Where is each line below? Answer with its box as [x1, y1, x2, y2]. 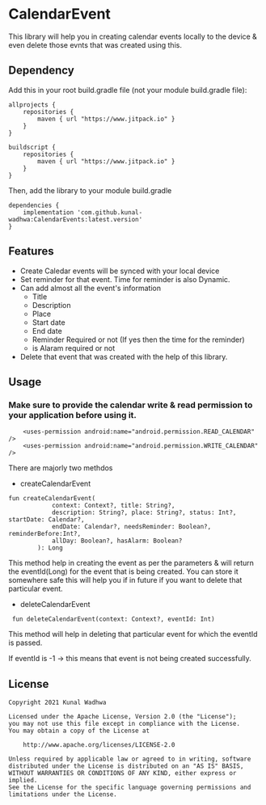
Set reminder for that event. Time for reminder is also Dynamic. [19, 274, 230, 284]
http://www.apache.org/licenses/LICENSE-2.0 [23, 741, 175, 749]
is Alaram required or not [32, 343, 116, 352]
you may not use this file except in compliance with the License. [8, 720, 241, 728]
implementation [23, 208, 74, 217]
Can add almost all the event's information [19, 283, 162, 293]
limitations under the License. [8, 790, 117, 799]
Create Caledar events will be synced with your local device [19, 266, 220, 276]
